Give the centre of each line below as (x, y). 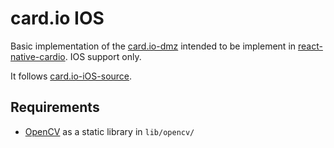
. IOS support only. (103, 56)
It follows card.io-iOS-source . (71, 76)
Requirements (55, 107)
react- (310, 46)
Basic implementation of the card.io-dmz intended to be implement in (153, 46)
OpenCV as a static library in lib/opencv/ (109, 131)
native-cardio (38, 56)
